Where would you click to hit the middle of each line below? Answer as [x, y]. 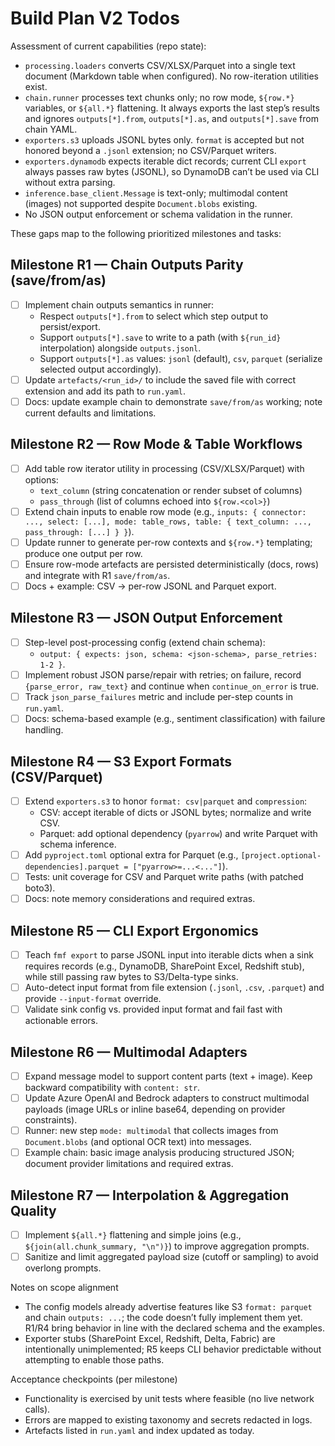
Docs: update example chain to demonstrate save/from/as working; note [173, 401]
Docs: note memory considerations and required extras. [140, 899]
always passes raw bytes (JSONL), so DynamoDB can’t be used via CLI [172, 171]
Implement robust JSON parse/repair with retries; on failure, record [163, 674]
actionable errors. [61, 1021]
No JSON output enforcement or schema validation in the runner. [158, 214]
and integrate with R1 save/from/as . [97, 575]
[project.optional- [281, 856]
